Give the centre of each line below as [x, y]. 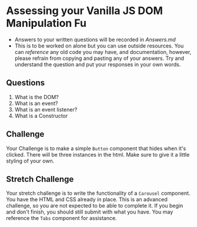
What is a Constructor [41, 116]
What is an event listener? [46, 109]
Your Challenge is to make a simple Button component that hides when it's [96, 148]
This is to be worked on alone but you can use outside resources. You [99, 46]
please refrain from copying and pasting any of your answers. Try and [99, 58]
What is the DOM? [36, 97]
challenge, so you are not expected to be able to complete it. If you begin [95, 206]
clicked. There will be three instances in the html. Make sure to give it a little [98, 154]
